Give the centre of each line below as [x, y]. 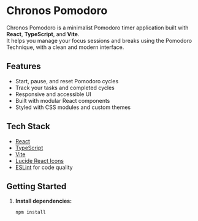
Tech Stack [28, 126]
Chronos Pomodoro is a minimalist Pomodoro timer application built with [97, 28]
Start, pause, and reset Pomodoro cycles [67, 81]
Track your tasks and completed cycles [65, 88]
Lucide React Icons [40, 160]
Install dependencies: [44, 201]
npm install [30, 212]
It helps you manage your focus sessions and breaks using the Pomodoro [99, 40]
